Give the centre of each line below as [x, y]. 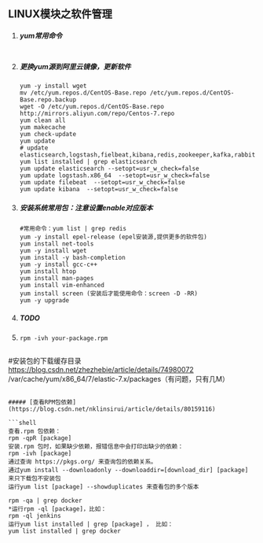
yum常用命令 [41, 35]
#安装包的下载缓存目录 [45, 361]
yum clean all [42, 120]
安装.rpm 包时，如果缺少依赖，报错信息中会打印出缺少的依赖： [96, 447]
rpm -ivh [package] [40, 454]
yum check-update [48, 135]
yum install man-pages [57, 279]
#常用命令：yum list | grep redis [73, 229]
